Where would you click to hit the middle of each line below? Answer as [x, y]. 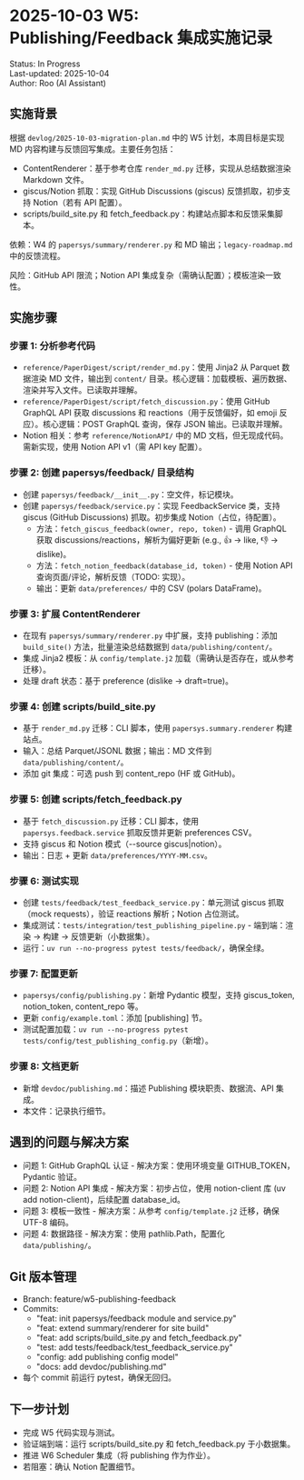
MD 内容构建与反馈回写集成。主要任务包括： [93, 149]
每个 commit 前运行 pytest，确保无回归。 [99, 1377]
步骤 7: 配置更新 [44, 974]
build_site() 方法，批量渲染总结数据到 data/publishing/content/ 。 [150, 647]
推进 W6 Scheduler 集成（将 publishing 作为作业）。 [119, 1455]
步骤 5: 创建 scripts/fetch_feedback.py [96, 799]
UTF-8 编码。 [48, 1223]
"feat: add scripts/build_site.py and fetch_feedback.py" [139, 1338]
